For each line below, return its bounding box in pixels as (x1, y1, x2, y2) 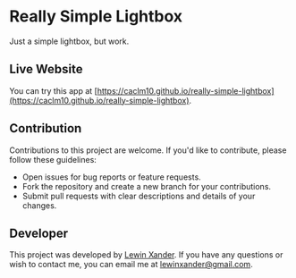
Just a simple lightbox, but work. (9, 36, 130, 46)
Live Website (9, 62, 83, 77)
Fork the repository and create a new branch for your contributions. (21, 181, 271, 191)
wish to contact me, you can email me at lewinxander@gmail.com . (9, 259, 253, 270)
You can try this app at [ (9, 85, 98, 96)
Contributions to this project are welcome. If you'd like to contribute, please (9, 145, 287, 156)
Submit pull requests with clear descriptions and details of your (21, 190, 256, 201)
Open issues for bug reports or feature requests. (21, 172, 201, 182)
